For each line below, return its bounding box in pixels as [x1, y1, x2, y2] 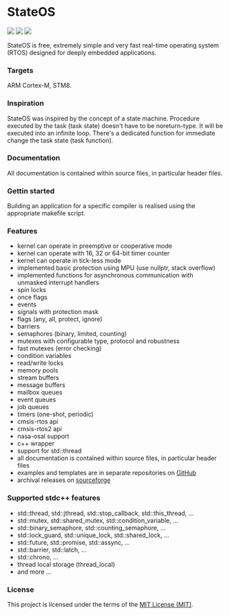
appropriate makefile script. [7, 209, 86, 218]
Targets [7, 65, 34, 75]
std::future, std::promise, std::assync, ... [17, 538, 130, 546]
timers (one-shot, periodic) [17, 410, 94, 419]
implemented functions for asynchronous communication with [17, 271, 194, 280]
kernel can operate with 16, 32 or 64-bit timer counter [17, 249, 170, 258]
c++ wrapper [17, 439, 55, 448]
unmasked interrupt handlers [17, 278, 100, 286]
